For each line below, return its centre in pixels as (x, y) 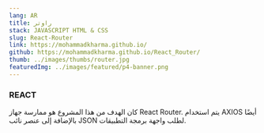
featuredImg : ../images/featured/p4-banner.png (89, 67)
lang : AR (23, 15)
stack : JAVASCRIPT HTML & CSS (59, 30)
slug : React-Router (41, 38)
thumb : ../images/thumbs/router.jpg (69, 60)
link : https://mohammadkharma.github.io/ (78, 45)
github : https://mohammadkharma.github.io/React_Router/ (105, 52)
